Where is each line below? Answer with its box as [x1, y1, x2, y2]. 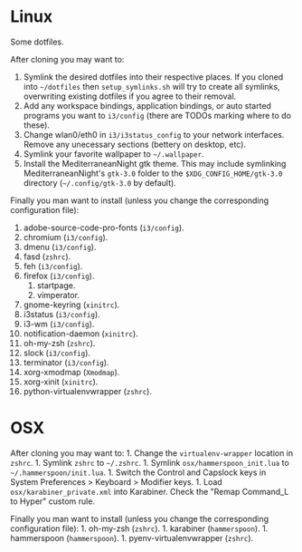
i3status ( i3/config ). [23, 308, 100, 319]
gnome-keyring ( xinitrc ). [23, 299, 120, 310]
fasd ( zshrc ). [23, 251, 71, 262]
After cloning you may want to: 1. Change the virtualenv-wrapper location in [10, 447, 294, 459]
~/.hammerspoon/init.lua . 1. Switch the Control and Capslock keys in [10, 467, 267, 478]
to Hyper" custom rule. [10, 496, 96, 507]
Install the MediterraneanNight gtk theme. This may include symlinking [23, 158, 287, 169]
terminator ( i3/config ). [23, 356, 109, 368]
